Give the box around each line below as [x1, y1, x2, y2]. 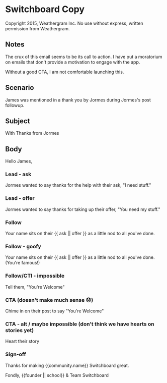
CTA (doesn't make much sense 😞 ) [5, 296, 94, 303]
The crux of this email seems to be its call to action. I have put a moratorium [5, 53, 162, 60]
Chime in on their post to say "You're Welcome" [5, 308, 104, 314]
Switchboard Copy [5, 4, 85, 15]
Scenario [5, 83, 34, 92]
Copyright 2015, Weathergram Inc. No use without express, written [5, 20, 143, 26]
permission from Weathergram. [5, 25, 70, 31]
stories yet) [5, 326, 34, 334]
